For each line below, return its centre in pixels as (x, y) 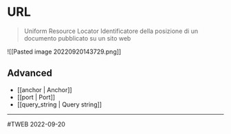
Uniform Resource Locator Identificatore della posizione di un (111, 31)
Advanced (30, 73)
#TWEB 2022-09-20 (36, 124)
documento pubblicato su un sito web (77, 38)
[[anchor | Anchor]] (44, 89)
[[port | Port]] (36, 97)
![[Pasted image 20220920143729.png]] (64, 52)
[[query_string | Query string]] (59, 104)
